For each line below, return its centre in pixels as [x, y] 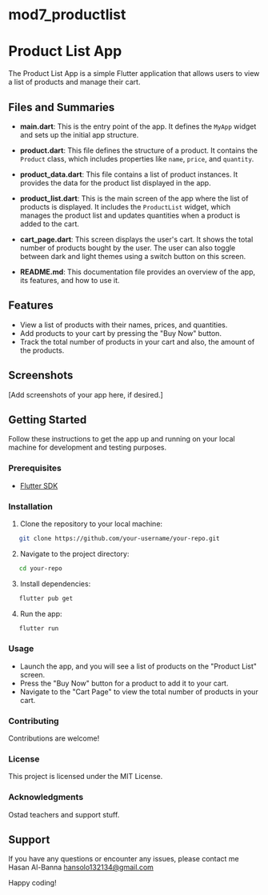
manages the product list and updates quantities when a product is [130, 215]
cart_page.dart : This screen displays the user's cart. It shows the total [136, 239]
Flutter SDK [39, 485]
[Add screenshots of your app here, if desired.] [86, 394]
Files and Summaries [62, 107]
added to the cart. [50, 224]
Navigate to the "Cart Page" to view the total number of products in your [139, 691]
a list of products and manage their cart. [74, 82]
